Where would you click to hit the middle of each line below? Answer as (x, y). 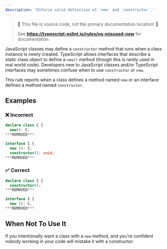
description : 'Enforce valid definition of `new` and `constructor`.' (80, 10)
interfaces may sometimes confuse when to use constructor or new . (75, 70)
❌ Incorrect (19, 114)
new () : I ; (21, 148)
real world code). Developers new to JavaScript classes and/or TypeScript (82, 64)
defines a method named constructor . (44, 85)
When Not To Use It (36, 224)
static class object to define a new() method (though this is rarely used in (80, 59)
